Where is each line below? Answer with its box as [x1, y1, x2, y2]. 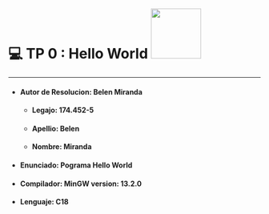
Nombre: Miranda [31, 142, 92, 151]
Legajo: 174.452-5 [31, 105, 94, 115]
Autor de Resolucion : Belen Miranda [19, 87, 143, 96]
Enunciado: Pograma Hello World [19, 160, 133, 170]
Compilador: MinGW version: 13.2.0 [19, 179, 143, 188]
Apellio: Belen [31, 123, 80, 133]
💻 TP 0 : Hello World [8, 45, 148, 63]
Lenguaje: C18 [19, 197, 70, 207]
